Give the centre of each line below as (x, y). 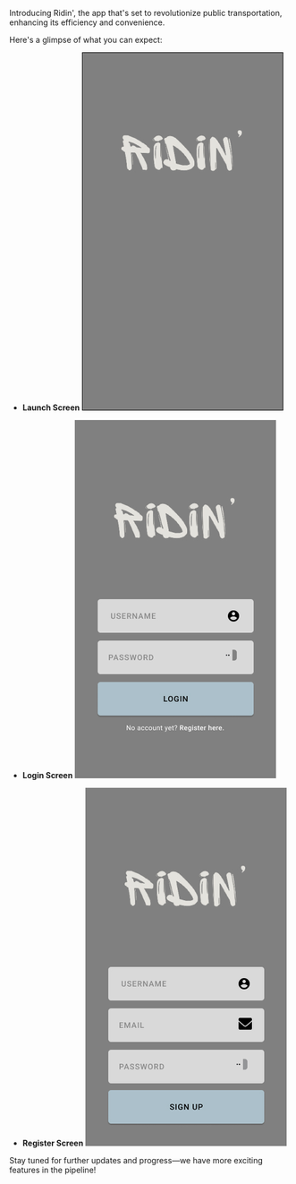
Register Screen (53, 1143)
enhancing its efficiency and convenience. (87, 22)
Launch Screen (51, 408)
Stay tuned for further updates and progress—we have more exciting (136, 1160)
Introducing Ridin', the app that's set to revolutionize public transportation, (146, 13)
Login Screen (47, 775)
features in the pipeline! (53, 1170)
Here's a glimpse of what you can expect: (86, 40)
